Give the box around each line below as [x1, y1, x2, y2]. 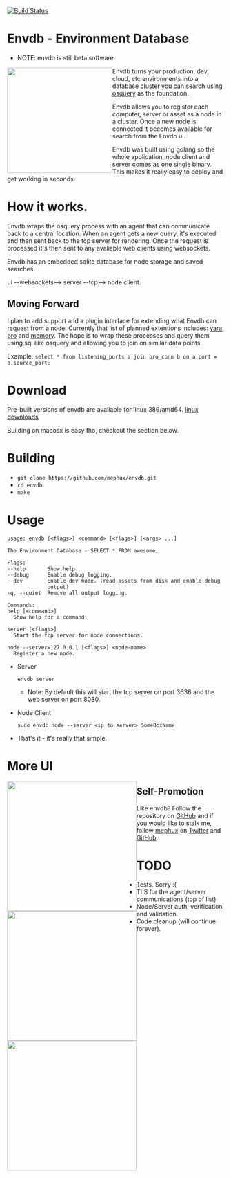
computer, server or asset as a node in [112, 109, 222, 118]
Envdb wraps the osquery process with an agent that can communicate [7, 221, 210, 230]
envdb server [17, 676, 55, 682]
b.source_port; [7, 359, 51, 366]
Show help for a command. [13, 613, 88, 621]
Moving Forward [7, 298, 79, 310]
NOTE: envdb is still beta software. [17, 53, 116, 62]
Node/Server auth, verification [137, 903, 223, 911]
